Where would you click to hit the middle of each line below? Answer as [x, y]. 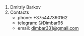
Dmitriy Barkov [25, 7]
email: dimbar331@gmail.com [48, 28]
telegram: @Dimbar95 [40, 23]
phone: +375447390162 [43, 18]
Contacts [19, 12]
